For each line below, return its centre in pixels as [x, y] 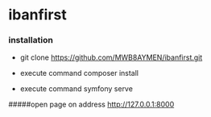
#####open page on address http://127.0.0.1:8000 [91, 104]
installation [31, 40]
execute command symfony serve [76, 89]
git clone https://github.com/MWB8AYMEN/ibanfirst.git [111, 57]
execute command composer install [79, 73]
